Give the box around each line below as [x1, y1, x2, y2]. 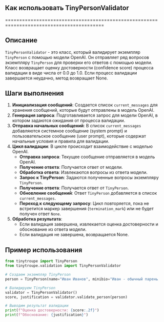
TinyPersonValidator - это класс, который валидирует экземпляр [5, 49, 141, 55]
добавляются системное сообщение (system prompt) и [12, 128, 127, 134]
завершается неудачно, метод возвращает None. [5, 75, 108, 81]
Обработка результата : [12, 216, 62, 222]
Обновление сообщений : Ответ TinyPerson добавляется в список [19, 190, 157, 196]
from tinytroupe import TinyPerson [5, 259, 78, 264]
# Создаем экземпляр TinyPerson [5, 272, 71, 277]
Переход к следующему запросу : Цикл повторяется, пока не [19, 201, 149, 206]
